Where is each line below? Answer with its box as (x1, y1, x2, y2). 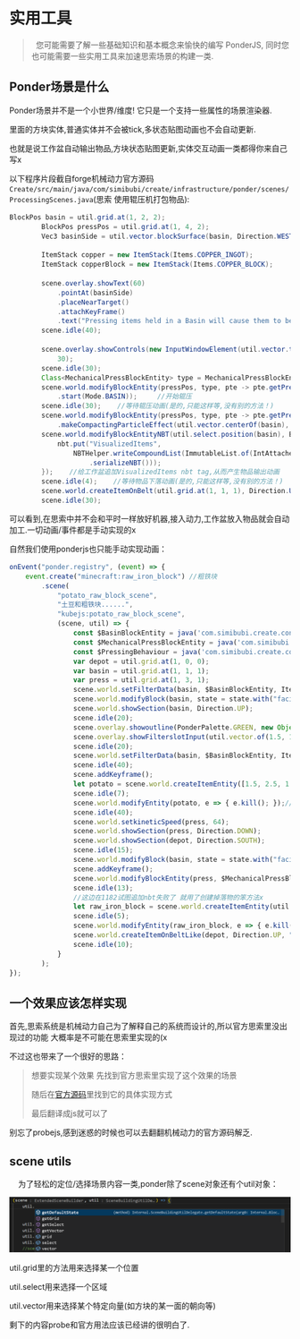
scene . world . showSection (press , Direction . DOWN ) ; (72, 827, 262, 836)
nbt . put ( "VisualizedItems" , (56, 439, 162, 448)
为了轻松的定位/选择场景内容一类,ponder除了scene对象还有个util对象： (17, 1179, 279, 1189)
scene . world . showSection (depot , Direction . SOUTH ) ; (72, 836, 266, 846)
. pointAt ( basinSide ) (56, 288, 134, 297)
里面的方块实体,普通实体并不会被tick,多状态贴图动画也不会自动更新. (9, 124, 256, 134)
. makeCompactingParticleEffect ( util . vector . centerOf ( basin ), (56, 421, 290, 430)
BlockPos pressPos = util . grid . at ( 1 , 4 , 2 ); (41, 222, 210, 231)
